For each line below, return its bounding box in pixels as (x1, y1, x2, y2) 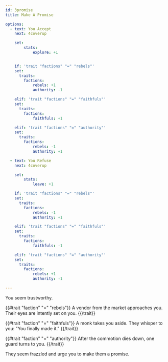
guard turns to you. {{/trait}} (5, 340, 64, 347)
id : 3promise (5, 7, 33, 13)
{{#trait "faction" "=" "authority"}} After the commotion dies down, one (5, 335, 155, 341)
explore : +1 (32, 50, 58, 55)
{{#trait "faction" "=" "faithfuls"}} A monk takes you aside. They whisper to (5, 320, 163, 326)
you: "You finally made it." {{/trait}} (5, 325, 78, 331)
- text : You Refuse (10, 158, 52, 163)
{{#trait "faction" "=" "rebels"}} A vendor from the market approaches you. (5, 305, 163, 311)
